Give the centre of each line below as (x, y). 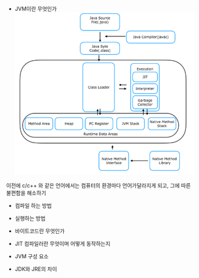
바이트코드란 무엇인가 (40, 231)
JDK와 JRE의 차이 (36, 269)
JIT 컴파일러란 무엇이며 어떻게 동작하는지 (63, 243)
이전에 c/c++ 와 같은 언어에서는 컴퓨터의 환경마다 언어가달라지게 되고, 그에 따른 (99, 185)
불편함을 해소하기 (26, 193)
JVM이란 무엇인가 (36, 9)
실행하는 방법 (30, 218)
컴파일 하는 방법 (33, 205)
